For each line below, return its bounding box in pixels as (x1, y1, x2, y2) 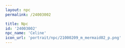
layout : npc (5, 7, 30, 13)
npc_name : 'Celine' (5, 31, 47, 36)
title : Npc (5, 21, 28, 26)
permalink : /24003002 (5, 12, 51, 17)
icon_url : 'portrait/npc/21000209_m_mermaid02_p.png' (5, 35, 122, 40)
